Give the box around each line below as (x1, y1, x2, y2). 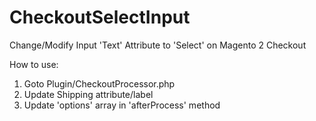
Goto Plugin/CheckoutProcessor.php (23, 77, 176, 90)
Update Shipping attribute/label (23, 88, 154, 100)
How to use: (9, 58, 59, 70)
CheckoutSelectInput (9, 6, 191, 29)
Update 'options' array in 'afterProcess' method (23, 99, 221, 111)
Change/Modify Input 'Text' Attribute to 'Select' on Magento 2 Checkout (9, 39, 307, 51)
